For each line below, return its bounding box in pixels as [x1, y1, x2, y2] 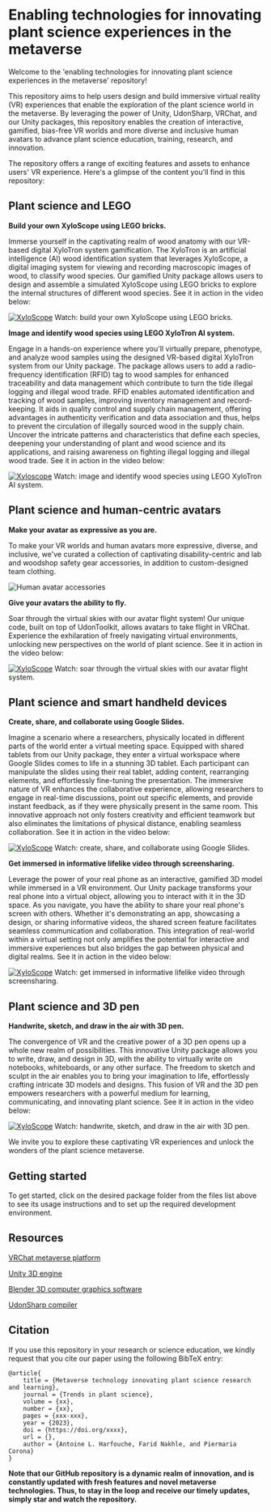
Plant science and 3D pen [8, 999, 140, 1013]
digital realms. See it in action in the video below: [8, 952, 171, 961]
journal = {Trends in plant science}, [23, 1391, 154, 1399]
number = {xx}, [23, 1404, 74, 1412]
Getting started [8, 1169, 87, 1183]
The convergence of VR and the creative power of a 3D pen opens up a [8, 1037, 247, 1046]
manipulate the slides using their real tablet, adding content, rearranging [8, 767, 249, 777]
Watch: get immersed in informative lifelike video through [54, 968, 245, 977]
